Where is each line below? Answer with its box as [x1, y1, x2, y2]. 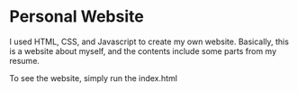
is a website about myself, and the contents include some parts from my [9, 45, 277, 56]
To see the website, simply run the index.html [9, 72, 178, 83]
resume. [9, 55, 41, 66]
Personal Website [9, 6, 144, 27]
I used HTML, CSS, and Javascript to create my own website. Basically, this [9, 36, 290, 47]
